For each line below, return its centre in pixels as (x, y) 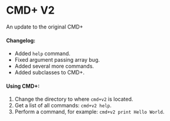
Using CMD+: (23, 86)
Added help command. (42, 53)
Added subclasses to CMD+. (50, 72)
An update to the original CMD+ (45, 27)
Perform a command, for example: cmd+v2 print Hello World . (89, 112)
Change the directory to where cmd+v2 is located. (74, 99)
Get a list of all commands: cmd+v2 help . (63, 106)
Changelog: (21, 40)
